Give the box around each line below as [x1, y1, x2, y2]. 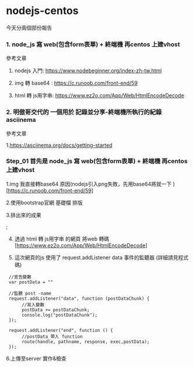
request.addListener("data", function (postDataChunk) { [8, 296, 150, 301]
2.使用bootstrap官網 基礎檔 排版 [6, 199, 83, 206]
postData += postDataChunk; [21, 307, 90, 313]
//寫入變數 [21, 301, 45, 308]
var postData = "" [8, 279, 54, 285]
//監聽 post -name [8, 290, 52, 296]
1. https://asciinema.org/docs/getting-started [6, 142, 112, 149]
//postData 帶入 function [21, 334, 83, 339]
